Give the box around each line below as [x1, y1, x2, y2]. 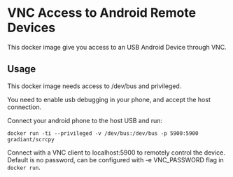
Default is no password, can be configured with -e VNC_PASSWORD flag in [7, 155, 224, 164]
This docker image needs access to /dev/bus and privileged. [7, 82, 182, 90]
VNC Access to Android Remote [7, 5, 197, 21]
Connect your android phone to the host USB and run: [7, 116, 163, 125]
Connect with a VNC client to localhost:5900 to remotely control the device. [7, 148, 225, 157]
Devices [7, 20, 56, 36]
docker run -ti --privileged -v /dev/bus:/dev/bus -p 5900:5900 [7, 129, 199, 137]
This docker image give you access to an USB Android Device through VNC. [7, 43, 227, 51]
